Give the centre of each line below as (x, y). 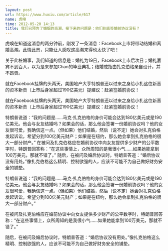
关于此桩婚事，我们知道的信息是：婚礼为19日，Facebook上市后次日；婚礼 (81, 60)
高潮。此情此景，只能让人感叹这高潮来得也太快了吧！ (64, 50)
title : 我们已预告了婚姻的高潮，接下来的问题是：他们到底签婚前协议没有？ (72, 29)
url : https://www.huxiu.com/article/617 (48, 15)
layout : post (19, 10)
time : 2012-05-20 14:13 (30, 24)
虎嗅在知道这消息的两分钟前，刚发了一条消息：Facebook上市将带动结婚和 (81, 44)
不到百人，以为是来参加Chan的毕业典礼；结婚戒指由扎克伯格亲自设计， (83, 67)
